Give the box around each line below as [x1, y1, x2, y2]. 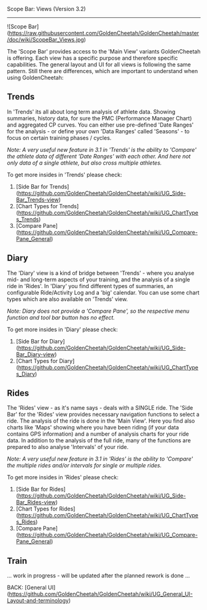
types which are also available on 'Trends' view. [7, 295, 128, 303]
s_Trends [15, 215, 39, 223]
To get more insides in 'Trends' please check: [7, 171, 122, 178]
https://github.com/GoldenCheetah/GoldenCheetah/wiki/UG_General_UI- [9, 590, 193, 598]
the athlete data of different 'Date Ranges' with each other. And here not [7, 152, 191, 160]
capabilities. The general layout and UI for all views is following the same [7, 61, 191, 68]
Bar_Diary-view [15, 350, 55, 358]
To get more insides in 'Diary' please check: [7, 326, 119, 333]
